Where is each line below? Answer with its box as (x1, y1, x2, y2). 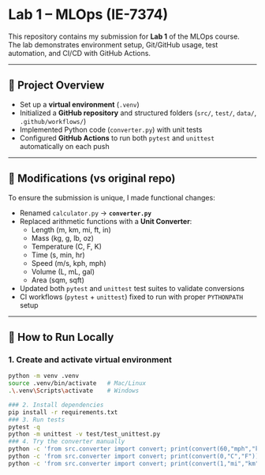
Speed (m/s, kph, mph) (31, 258, 106, 267)
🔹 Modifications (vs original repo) (8, 172, 176, 185)
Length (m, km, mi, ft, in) (31, 225, 112, 234)
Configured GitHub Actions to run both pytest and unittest (19, 133, 215, 143)
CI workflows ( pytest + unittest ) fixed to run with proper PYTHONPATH (19, 292, 243, 301)
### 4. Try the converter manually (8, 438, 125, 446)
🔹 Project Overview (8, 79, 105, 92)
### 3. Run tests (8, 416, 65, 424)
